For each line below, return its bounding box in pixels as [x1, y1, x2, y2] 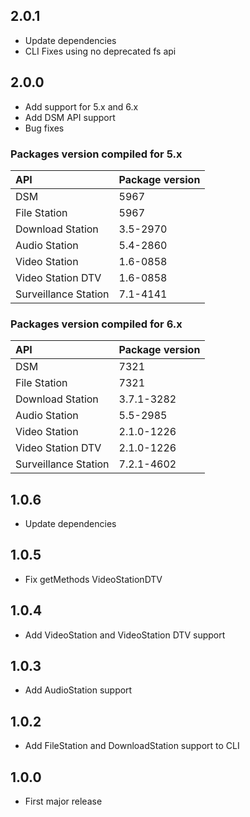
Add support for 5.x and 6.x [24, 100, 139, 113]
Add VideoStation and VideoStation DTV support [24, 629, 226, 641]
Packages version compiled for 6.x [10, 317, 183, 331]
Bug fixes [24, 122, 65, 134]
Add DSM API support [24, 111, 116, 123]
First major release [24, 795, 103, 808]
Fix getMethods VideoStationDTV [24, 573, 163, 585]
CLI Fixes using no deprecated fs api [24, 45, 177, 57]
